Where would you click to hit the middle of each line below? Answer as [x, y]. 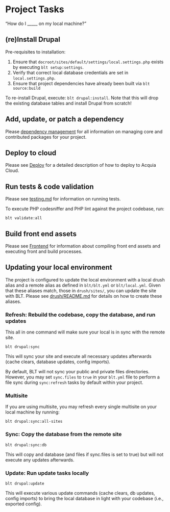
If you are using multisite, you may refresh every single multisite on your [81, 407]
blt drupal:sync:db [26, 445]
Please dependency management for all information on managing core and [84, 132]
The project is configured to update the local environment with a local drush [85, 279]
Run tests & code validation [50, 186]
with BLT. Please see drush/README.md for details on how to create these [84, 296]
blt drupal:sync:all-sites [34, 422]
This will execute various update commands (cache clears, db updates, [80, 493]
